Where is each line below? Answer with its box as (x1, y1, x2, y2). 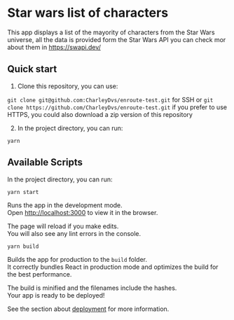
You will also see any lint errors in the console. (7, 229, 142, 237)
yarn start (7, 188, 39, 195)
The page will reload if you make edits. (7, 222, 119, 230)
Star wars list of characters (7, 5, 169, 21)
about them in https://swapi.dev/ (7, 43, 102, 51)
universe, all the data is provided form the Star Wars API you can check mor (7, 35, 226, 43)
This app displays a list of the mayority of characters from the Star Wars (7, 28, 215, 36)
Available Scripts (7, 156, 83, 169)
